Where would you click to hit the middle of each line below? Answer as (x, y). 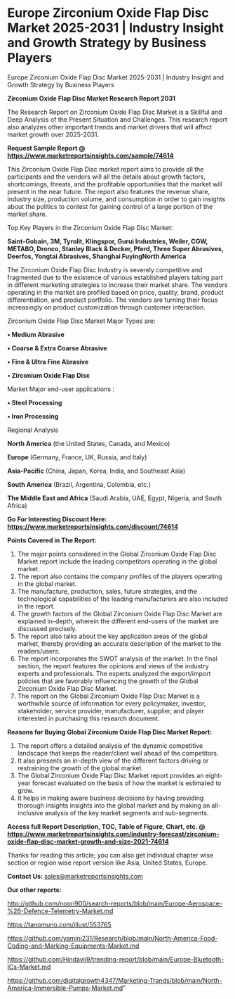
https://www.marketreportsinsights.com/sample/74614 (90, 155)
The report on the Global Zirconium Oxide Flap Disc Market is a (108, 696)
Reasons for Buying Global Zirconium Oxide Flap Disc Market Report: (110, 732)
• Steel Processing (35, 402)
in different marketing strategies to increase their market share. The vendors (117, 285)
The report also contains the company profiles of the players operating (120, 576)
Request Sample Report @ (46, 148)
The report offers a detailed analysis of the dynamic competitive (110, 745)
